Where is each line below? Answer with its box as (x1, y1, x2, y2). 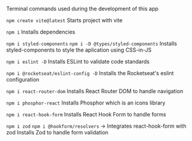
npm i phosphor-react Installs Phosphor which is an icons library (6, 99, 166, 106)
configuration (6, 76, 40, 83)
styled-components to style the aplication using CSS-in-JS (6, 46, 152, 53)
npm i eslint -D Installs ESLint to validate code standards (6, 58, 150, 65)
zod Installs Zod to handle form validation (6, 129, 109, 136)
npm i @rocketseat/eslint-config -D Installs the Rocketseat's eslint (6, 70, 174, 77)
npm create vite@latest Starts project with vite (6, 17, 123, 23)
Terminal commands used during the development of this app (6, 5, 159, 12)
